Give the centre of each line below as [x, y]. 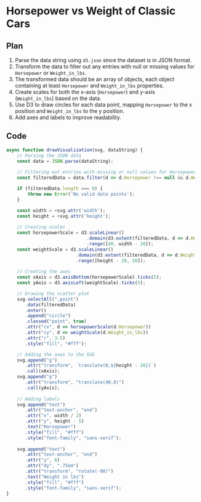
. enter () [36, 310]
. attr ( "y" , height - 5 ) [54, 421]
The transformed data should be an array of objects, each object [95, 79]
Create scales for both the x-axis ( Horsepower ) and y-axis [85, 92]
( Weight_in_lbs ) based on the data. [58, 98]
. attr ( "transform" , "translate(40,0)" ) [74, 382]
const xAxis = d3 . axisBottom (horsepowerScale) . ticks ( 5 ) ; [89, 277]
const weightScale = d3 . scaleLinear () [65, 250]
